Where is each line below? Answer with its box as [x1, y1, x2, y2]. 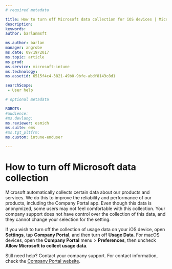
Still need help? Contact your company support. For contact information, [5, 252, 158, 259]
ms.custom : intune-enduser [5, 135, 63, 140]
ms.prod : [5, 59, 24, 65]
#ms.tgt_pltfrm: [5, 130, 40, 135]
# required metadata [5, 7, 50, 13]
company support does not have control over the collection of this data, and [5, 211, 166, 217]
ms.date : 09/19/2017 [5, 50, 50, 55]
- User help [7, 88, 33, 93]
